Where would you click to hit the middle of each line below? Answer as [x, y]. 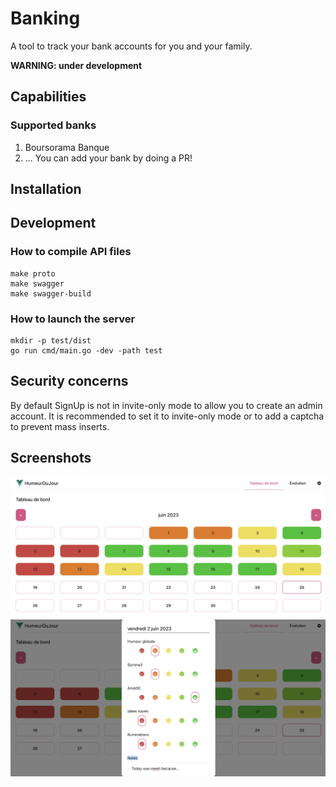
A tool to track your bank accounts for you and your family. [131, 46]
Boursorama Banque [67, 147]
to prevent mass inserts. [60, 426]
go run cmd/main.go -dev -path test [86, 351]
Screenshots [51, 458]
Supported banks [53, 125]
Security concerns [69, 381]
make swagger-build [51, 293]
